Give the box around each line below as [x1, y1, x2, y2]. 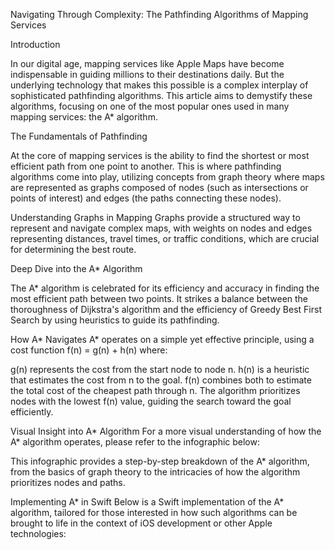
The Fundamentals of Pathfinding [10, 130, 148, 142]
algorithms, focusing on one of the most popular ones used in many [10, 100, 290, 112]
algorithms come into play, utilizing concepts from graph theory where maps [10, 171, 325, 183]
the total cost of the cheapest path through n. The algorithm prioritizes [10, 385, 301, 396]
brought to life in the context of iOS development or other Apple [10, 517, 273, 529]
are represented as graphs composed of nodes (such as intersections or [10, 182, 309, 193]
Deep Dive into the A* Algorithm [10, 263, 143, 274]
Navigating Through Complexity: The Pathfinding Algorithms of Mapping [10, 9, 309, 20]
